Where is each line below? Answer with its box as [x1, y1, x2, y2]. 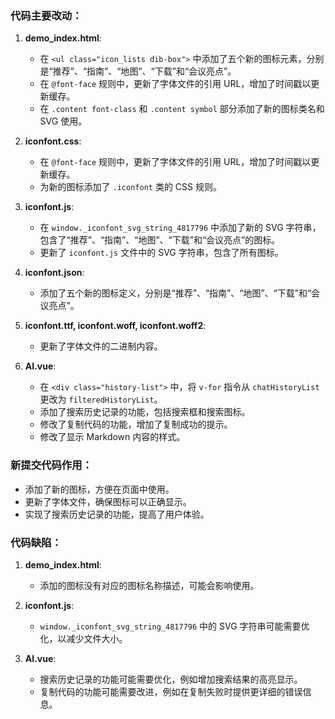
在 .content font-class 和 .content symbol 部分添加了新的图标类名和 [39, 103, 325, 115]
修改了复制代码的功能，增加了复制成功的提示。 [39, 418, 233, 431]
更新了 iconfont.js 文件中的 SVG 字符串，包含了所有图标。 [39, 247, 284, 259]
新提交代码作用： [10, 458, 93, 472]
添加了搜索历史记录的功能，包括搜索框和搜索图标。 [39, 406, 251, 418]
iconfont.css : [24, 135, 82, 147]
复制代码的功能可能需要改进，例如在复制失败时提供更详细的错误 [39, 685, 303, 697]
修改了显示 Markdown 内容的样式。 [39, 431, 186, 443]
